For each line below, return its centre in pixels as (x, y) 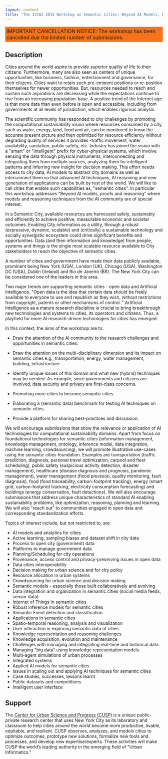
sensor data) (25, 597)
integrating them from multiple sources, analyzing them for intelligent (76, 162)
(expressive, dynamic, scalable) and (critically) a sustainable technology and (84, 230)
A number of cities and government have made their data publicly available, (83, 261)
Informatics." (18, 752)
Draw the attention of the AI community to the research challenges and (85, 338)
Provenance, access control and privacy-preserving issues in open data (86, 560)
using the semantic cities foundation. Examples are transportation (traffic (80, 455)
